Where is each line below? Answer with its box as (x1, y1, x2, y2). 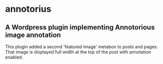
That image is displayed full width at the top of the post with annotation (5, 49, 152, 55)
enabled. (5, 54, 23, 60)
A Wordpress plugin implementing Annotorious (5, 23, 155, 32)
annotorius (5, 3, 51, 15)
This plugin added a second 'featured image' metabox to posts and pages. (5, 44, 159, 50)
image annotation (5, 31, 61, 39)
